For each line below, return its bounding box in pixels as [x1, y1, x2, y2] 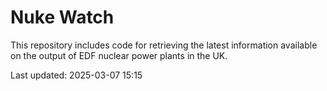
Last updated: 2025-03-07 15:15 [10, 69, 143, 81]
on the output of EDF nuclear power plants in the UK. [10, 49, 228, 61]
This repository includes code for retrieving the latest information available [10, 39, 318, 51]
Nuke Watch [10, 6, 115, 29]
